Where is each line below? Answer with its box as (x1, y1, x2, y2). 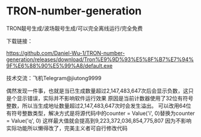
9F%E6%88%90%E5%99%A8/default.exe (6, 62, 113, 69)
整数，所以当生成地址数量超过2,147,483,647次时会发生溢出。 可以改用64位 (6, 102, 191, 109)
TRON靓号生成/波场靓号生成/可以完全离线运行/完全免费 (6, 25, 143, 32)
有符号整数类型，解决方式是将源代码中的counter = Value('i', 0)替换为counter (6, 109, 196, 117)
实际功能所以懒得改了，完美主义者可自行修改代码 (6, 124, 128, 132)
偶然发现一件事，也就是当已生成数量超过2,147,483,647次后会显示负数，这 (6, 87, 188, 94)
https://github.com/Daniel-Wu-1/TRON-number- (6, 49, 125, 56)
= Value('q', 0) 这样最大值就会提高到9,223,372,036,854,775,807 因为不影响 (6, 117, 192, 124)
